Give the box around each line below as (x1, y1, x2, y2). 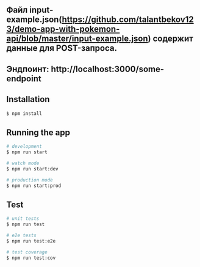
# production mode (6, 177, 53, 183)
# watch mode (6, 160, 40, 167)
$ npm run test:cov (6, 255, 56, 261)
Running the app (6, 127, 70, 137)
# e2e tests (6, 232, 37, 239)
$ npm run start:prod (6, 183, 62, 189)
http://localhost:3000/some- (51, 64, 165, 74)
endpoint (6, 73, 41, 84)
